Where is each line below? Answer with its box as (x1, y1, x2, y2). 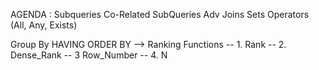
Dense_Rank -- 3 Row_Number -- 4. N (10, 49, 168, 61)
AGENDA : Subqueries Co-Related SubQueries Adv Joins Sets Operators (10, 9, 310, 20)
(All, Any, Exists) (10, 19, 78, 31)
